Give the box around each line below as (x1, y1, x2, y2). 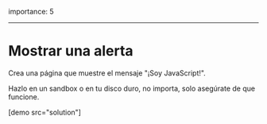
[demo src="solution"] (8, 107, 82, 117)
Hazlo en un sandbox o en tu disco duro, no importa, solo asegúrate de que (8, 83, 256, 93)
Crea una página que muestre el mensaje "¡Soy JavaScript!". (8, 68, 207, 78)
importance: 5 (8, 7, 54, 16)
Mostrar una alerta (8, 42, 133, 60)
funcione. (8, 91, 40, 102)
